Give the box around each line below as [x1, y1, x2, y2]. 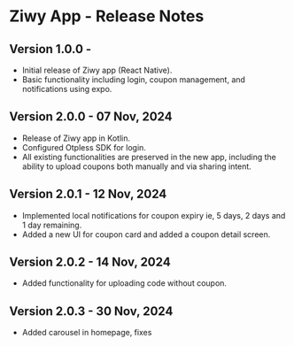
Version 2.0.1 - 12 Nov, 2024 [9, 187, 167, 202]
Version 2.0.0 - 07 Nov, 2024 [9, 109, 173, 125]
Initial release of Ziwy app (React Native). [21, 65, 173, 75]
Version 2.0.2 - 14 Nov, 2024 [9, 255, 171, 270]
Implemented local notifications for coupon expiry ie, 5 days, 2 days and [21, 210, 286, 220]
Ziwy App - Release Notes [9, 6, 205, 27]
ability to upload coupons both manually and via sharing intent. [21, 161, 252, 172]
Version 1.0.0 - [9, 42, 92, 57]
